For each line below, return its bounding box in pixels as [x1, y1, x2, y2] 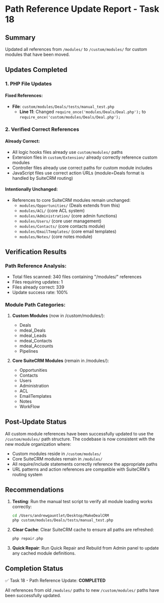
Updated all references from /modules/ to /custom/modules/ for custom [5, 47, 147, 52]
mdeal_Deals [19, 327, 46, 333]
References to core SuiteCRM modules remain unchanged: [12, 197, 131, 203]
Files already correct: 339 [12, 284, 65, 290]
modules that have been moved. [5, 51, 70, 57]
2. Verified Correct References [5, 126, 79, 133]
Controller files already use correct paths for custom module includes [12, 165, 153, 170]
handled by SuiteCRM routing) [12, 175, 73, 181]
